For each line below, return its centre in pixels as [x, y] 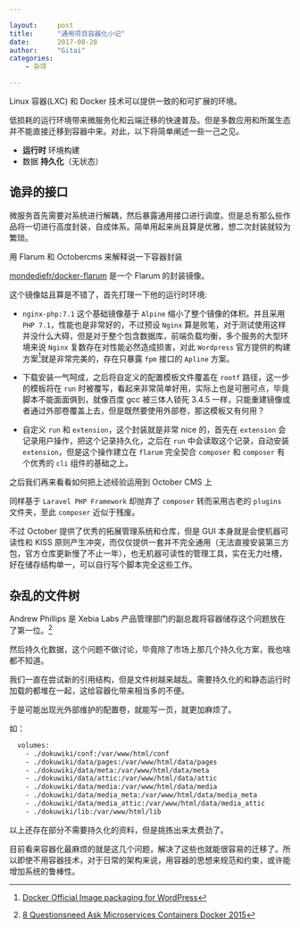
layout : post [42, 25]
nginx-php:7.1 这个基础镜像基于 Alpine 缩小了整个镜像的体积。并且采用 [154, 313]
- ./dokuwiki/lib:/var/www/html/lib [94, 812]
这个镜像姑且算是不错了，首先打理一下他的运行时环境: [108, 294]
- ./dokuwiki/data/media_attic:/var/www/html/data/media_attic [146, 804]
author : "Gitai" [48, 50]
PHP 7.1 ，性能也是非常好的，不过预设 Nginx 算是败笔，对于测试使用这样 [154, 324]
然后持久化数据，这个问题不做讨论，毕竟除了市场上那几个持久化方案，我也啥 [150, 649]
